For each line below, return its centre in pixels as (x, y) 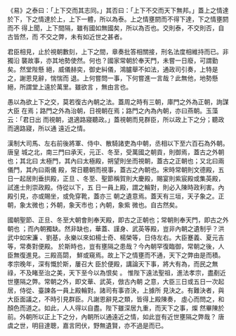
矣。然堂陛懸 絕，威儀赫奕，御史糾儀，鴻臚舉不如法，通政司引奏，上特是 (113, 69)
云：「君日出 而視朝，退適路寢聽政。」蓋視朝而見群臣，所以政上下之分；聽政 (116, 119)
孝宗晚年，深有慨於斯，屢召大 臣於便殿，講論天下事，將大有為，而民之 (110, 264)
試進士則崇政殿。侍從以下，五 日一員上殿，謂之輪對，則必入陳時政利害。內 (116, 187)
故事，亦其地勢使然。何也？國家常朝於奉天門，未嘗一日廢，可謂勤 (123, 61)
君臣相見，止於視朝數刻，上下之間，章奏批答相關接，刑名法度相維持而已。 (115, 52)
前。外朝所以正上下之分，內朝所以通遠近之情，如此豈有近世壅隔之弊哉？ (112, 317)
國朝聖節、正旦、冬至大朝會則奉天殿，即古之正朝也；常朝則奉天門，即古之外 (118, 220)
